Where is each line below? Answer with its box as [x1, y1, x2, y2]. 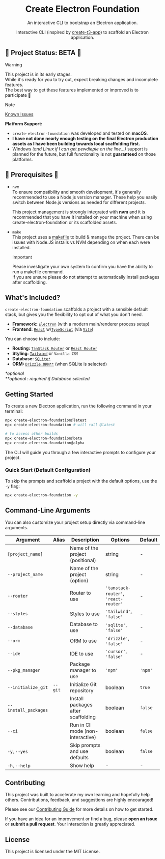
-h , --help [7, 762, 31, 769]
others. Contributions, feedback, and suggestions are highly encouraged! [5, 797, 154, 803]
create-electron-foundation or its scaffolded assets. [12, 219, 117, 225]
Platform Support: [5, 120, 43, 126]
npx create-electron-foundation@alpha [5, 440, 84, 445]
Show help [69, 762, 94, 769]
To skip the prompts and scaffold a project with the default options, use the [5, 478, 157, 484]
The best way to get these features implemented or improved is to [5, 87, 139, 93]
